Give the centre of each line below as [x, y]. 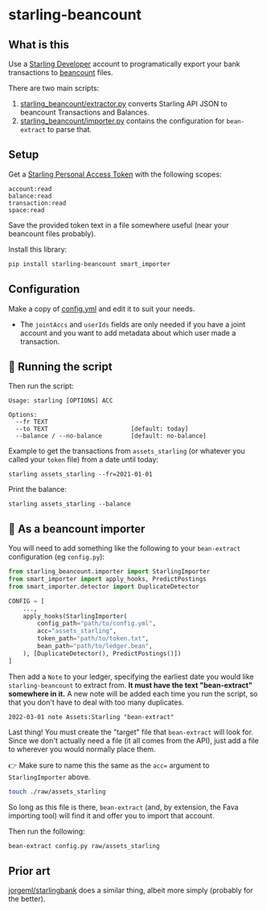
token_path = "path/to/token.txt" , [93, 639]
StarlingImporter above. [49, 776]
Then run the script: [41, 386]
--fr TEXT [32, 422]
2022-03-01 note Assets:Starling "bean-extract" [91, 717]
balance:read [30, 196]
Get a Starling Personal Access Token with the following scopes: [115, 174]
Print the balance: [37, 489]
